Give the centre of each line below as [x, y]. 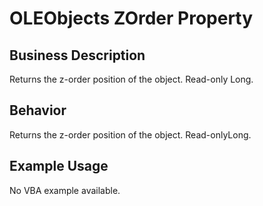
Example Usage [59, 166]
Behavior [38, 110]
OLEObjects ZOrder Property [131, 18]
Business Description [77, 55]
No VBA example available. [65, 190]
